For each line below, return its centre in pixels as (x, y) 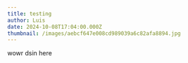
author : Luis (26, 20)
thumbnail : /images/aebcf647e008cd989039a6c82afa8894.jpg (94, 33)
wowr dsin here (30, 53)
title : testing (30, 14)
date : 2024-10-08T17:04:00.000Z (55, 27)
